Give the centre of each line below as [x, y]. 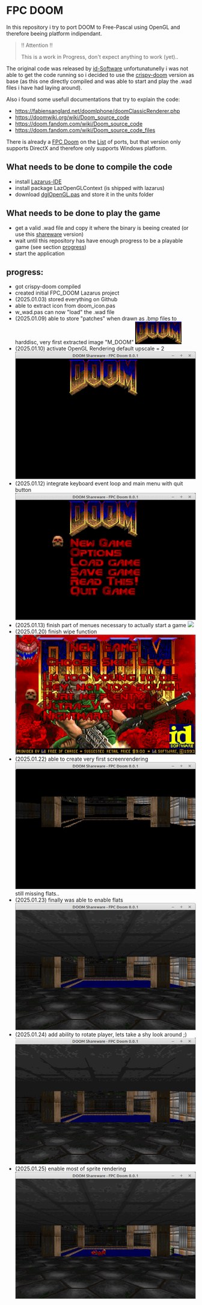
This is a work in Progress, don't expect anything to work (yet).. [99, 57]
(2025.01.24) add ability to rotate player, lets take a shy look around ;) [101, 1034]
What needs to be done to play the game [83, 213]
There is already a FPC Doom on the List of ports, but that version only [94, 141]
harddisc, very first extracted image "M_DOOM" [74, 342]
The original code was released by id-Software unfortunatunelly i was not [97, 68]
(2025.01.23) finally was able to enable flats [69, 900]
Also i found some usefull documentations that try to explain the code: [93, 99]
